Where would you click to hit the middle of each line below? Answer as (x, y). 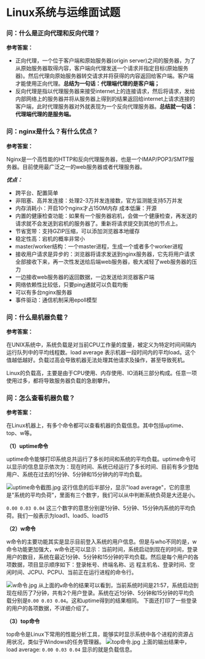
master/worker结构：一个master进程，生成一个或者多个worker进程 (99, 246)
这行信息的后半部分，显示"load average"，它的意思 (126, 488)
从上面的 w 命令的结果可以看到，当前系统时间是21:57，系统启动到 (118, 586)
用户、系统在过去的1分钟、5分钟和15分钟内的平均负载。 (76, 474)
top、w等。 (21, 433)
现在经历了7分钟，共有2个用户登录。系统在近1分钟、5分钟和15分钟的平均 (98, 593)
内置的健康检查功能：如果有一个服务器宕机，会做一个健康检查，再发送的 (106, 215)
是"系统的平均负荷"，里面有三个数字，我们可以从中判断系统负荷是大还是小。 (103, 495)
